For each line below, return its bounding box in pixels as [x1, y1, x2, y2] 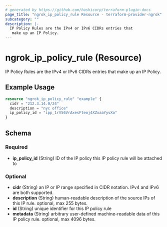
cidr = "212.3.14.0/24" [9, 101, 59, 106]
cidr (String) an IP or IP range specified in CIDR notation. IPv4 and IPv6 [12, 184, 159, 190]
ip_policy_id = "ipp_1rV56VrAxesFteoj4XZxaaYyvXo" [9, 110, 117, 115]
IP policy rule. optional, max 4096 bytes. [12, 216, 96, 222]
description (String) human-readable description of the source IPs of [12, 195, 155, 201]
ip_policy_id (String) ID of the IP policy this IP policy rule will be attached [12, 155, 162, 161]
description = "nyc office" [9, 105, 68, 110]
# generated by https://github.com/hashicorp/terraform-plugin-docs [5, 7, 151, 12]
